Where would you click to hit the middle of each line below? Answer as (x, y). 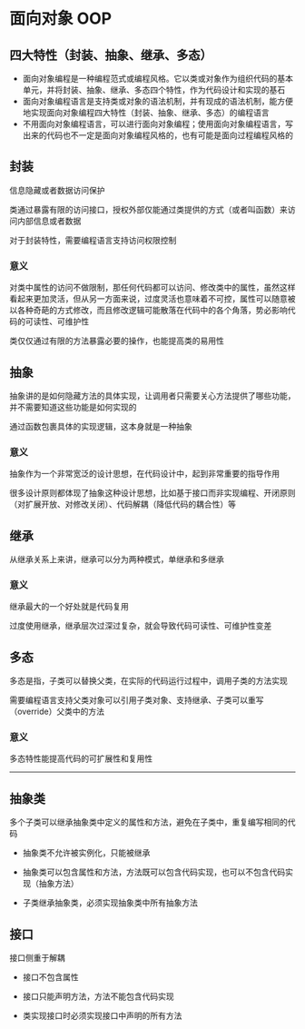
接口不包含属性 (50, 977)
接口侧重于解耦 (37, 958)
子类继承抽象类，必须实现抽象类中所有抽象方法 (110, 903)
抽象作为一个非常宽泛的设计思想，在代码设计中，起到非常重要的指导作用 (144, 474)
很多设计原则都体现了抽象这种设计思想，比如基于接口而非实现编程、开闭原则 (152, 493)
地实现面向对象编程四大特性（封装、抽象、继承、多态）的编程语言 (146, 113)
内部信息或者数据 (49, 221)
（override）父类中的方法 (57, 712)
